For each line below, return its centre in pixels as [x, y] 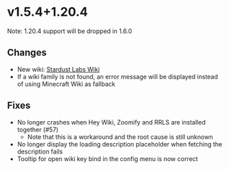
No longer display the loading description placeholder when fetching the [119, 144]
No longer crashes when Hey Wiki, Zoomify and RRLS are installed [111, 122]
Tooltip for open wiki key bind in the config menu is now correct [107, 158]
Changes [27, 53]
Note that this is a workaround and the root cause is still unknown [120, 137]
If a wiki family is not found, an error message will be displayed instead [118, 76]
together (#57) [37, 129]
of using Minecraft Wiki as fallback [66, 84]
